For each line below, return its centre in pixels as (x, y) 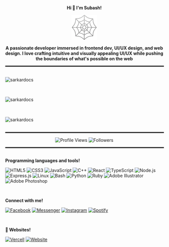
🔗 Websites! (18, 230)
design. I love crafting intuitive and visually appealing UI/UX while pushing (84, 53)
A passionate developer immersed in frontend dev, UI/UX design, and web (84, 48)
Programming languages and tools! (43, 160)
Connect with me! (24, 201)
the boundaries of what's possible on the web (84, 59)
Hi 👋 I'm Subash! (84, 8)
